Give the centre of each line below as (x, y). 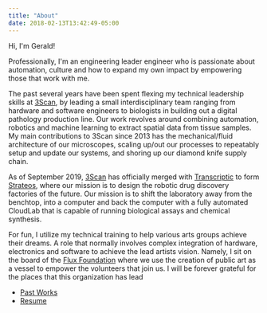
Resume (33, 300)
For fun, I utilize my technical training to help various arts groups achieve (128, 234)
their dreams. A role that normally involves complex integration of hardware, (133, 243)
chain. (18, 161)
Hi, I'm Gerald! (32, 45)
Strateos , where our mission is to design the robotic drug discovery (119, 185)
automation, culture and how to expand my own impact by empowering (125, 69)
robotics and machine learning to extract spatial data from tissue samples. (130, 127)
